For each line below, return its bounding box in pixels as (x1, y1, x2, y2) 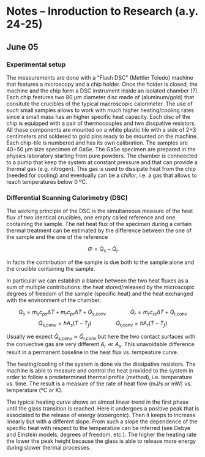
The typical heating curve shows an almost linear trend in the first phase (6, 398, 189, 406)
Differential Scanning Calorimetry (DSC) (6, 193, 129, 202)
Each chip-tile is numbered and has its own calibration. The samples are (6, 139, 188, 146)
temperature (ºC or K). (6, 387, 63, 394)
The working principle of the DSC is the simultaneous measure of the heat (6, 207, 193, 215)
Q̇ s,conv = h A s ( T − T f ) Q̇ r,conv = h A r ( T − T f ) (38, 319, 168, 328)
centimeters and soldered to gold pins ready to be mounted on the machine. (6, 132, 198, 140)
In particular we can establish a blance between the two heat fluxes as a (6, 277, 188, 284)
